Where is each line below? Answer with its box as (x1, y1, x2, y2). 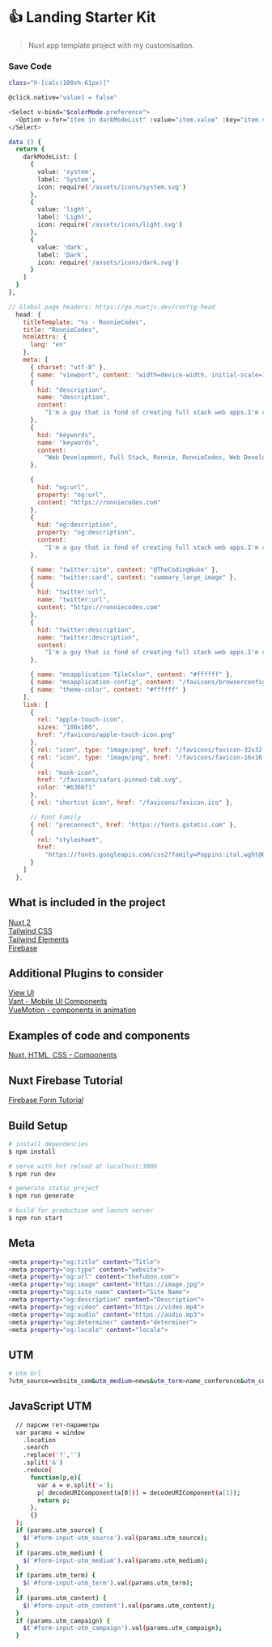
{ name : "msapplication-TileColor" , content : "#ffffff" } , (29, 670, 233, 679)
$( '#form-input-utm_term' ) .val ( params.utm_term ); (23, 1579, 194, 1587)
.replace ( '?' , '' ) (23, 1451, 82, 1459)
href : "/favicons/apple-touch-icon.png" (37, 731, 176, 739)
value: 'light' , (37, 206, 92, 214)
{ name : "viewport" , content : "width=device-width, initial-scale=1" (29, 371, 270, 379)
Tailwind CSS (8, 926, 53, 935)
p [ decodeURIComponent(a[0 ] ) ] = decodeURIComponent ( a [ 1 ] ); (37, 1488, 241, 1496)
